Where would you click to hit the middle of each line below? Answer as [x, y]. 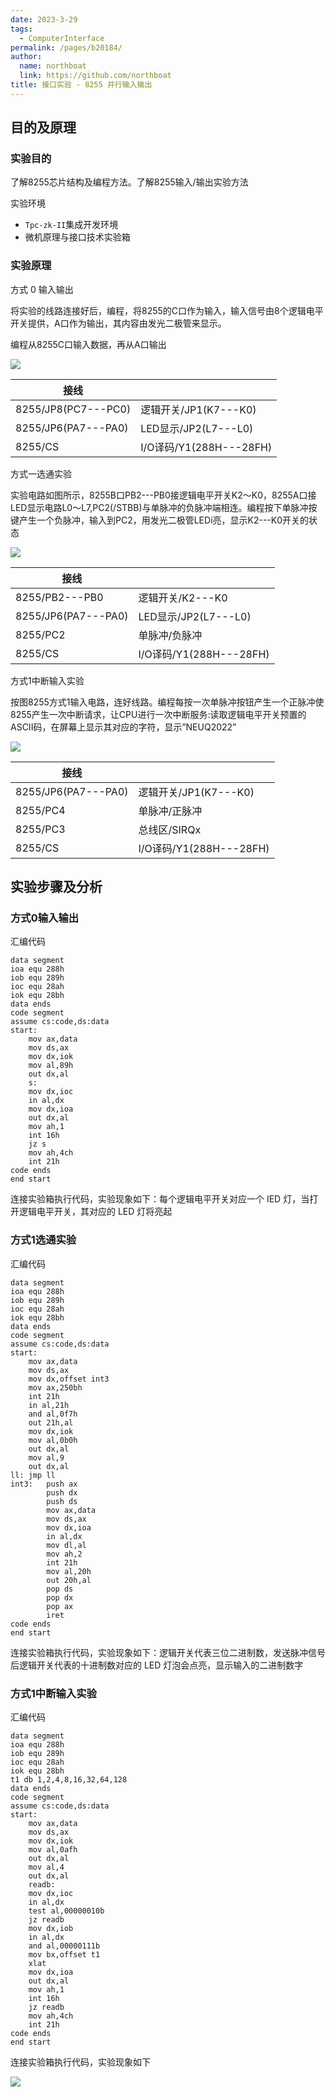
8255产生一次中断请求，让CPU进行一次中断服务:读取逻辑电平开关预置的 [158, 714]
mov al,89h [51, 1066]
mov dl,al [66, 1545]
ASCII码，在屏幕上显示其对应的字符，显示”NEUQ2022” [123, 727]
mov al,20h [69, 1571]
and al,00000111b [64, 1946]
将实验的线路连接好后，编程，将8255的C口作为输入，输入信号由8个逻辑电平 [167, 310]
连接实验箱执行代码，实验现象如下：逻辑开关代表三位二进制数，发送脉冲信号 [168, 1652]
